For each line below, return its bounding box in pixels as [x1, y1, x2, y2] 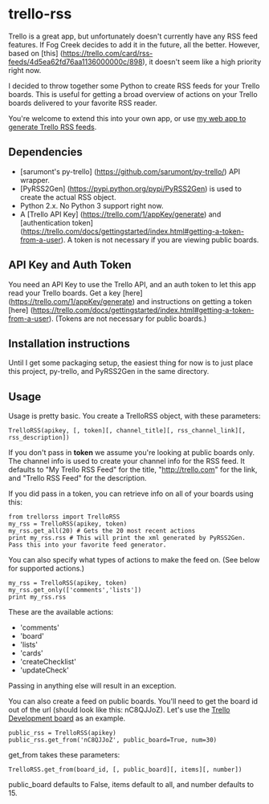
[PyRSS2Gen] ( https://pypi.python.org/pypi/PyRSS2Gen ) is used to [19, 184, 243, 193]
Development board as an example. [8, 713, 126, 723]
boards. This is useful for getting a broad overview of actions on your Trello [8, 89, 259, 99]
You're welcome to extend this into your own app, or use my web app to [8, 113, 247, 123]
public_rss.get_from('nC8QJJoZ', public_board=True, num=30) [8, 736, 218, 745]
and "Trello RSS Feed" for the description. [8, 473, 147, 483]
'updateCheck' [19, 665, 70, 675]
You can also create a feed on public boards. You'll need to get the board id [8, 696, 259, 706]
